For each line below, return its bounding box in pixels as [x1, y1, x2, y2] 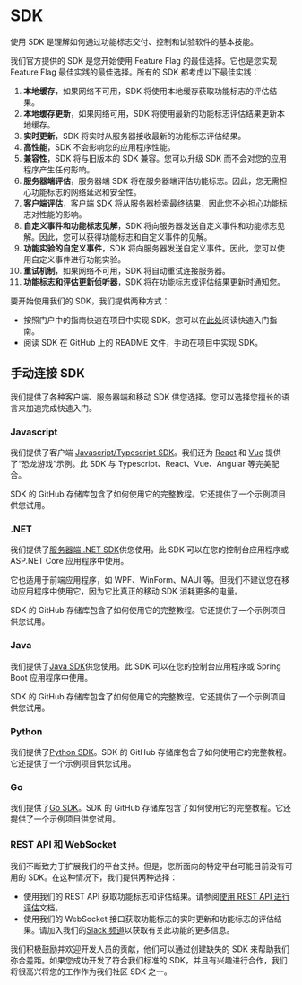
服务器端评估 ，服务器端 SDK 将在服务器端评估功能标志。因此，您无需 [22, 175, 280, 186]
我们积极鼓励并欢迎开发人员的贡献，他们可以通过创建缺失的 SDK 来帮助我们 [10, 944, 290, 954]
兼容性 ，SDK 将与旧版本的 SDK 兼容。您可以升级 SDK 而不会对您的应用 [22, 153, 287, 163]
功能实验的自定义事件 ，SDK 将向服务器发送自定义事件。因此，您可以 [22, 242, 278, 253]
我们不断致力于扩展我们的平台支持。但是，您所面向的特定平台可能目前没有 [10, 860, 285, 871]
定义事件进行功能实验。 [39, 253, 126, 265]
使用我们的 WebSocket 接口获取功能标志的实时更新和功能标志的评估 [22, 913, 274, 924]
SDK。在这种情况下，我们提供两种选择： [27, 872, 178, 883]
